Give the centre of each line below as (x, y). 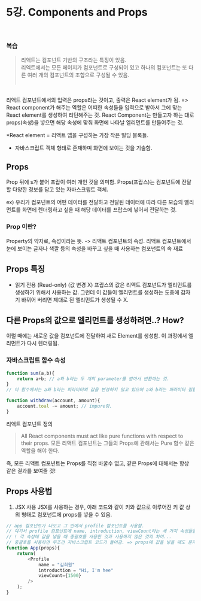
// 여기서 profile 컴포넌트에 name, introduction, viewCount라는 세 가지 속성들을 (101, 531)
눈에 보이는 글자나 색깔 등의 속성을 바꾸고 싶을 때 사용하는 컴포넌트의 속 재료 (95, 248)
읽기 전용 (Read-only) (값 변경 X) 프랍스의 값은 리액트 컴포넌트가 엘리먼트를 (103, 284)
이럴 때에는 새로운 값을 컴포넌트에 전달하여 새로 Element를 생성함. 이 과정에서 (97, 336)
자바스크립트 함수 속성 (36, 360)
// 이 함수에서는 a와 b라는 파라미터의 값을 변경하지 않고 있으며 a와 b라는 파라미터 (96, 390)
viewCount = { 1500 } (60, 576)
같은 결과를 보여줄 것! (31, 471)
